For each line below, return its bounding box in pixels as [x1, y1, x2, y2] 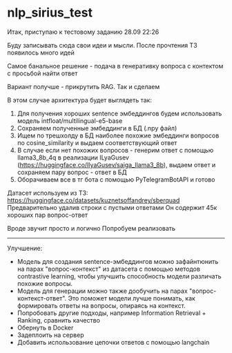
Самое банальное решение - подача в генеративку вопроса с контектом [7, 61, 224, 70]
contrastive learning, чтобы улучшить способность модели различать [17, 271, 222, 280]
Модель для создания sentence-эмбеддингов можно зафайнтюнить [17, 257, 219, 265]
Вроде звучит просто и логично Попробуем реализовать [7, 224, 176, 232]
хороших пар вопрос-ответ [7, 211, 88, 219]
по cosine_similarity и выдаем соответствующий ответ [17, 138, 177, 146]
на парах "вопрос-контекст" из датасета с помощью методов [17, 265, 200, 273]
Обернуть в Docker [17, 323, 74, 332]
